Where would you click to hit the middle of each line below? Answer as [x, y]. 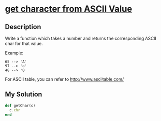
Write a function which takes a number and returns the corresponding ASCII [80, 38]
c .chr [15, 110]
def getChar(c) [20, 106]
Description [23, 27]
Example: [14, 53]
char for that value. [24, 44]
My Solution [24, 95]
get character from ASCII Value [69, 9]
